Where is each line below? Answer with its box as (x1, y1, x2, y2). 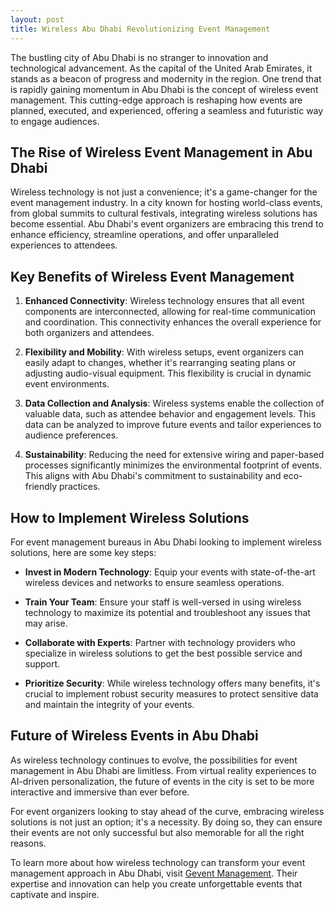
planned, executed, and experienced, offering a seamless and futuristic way (10, 104, 324, 116)
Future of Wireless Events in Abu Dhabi (10, 727, 259, 745)
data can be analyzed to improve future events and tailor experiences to (24, 419, 322, 431)
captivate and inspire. (10, 888, 100, 900)
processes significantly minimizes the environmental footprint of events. (24, 459, 323, 471)
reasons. (10, 837, 47, 849)
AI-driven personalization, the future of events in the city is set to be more (10, 775, 315, 787)
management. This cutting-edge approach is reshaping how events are (10, 94, 303, 106)
